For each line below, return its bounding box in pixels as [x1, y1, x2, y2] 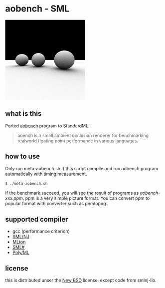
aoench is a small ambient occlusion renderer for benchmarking [17, 132, 149, 138]
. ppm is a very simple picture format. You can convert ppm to [22, 195, 150, 201]
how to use [5, 152, 40, 161]
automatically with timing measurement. [5, 171, 87, 177]
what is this [5, 109, 42, 118]
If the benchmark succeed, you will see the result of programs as [5, 190, 139, 196]
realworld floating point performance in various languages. [17, 138, 139, 144]
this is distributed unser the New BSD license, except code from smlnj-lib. [5, 278, 157, 284]
